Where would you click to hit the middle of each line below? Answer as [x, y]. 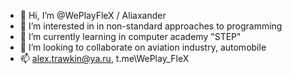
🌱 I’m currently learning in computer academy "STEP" [130, 36]
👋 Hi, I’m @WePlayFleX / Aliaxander [93, 15]
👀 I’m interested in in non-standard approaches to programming [151, 26]
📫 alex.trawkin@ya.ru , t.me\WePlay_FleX [104, 58]
